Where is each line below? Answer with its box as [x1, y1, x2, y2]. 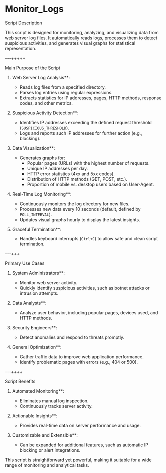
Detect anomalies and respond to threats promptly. [19, 334, 125, 340]
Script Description [5, 20, 42, 26]
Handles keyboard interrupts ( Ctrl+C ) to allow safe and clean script [19, 236, 158, 241]
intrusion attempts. [19, 290, 59, 296]
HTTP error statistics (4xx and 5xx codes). [27, 171, 115, 177]
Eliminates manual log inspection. [19, 398, 89, 404]
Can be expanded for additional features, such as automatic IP [19, 442, 148, 448]
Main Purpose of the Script [5, 65, 61, 71]
